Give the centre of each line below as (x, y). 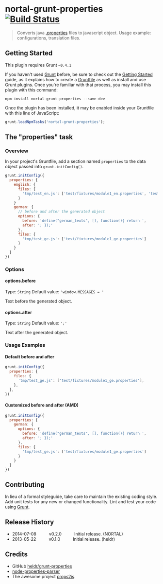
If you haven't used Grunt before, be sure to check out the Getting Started (79, 74)
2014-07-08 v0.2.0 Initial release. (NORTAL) (67, 534)
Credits (16, 555)
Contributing (25, 485)
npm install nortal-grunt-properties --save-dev (55, 99)
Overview (17, 151)
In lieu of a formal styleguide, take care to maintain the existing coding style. (81, 496)
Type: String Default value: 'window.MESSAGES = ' (55, 292)
